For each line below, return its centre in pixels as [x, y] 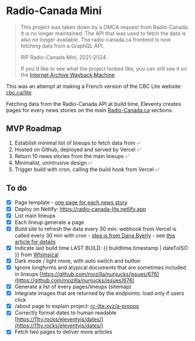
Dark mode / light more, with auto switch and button [78, 260]
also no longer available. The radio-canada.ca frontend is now [96, 39]
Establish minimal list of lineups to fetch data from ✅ [78, 143]
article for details [35, 242]
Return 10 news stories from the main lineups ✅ [72, 156]
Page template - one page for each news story [71, 202]
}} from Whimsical [36, 255]
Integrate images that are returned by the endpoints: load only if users [99, 293]
